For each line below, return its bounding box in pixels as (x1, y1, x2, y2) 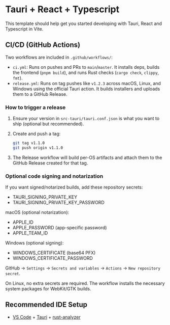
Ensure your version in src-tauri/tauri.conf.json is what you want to (12, 116, 160, 122)
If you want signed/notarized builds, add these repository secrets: (5, 184, 143, 191)
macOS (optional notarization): (5, 209, 70, 215)
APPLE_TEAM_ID (12, 230, 48, 236)
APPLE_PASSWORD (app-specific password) (12, 225, 107, 231)
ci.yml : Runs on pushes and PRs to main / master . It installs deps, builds (12, 64, 160, 70)
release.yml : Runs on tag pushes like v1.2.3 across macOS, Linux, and (12, 80, 161, 86)
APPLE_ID (12, 219, 34, 225)
